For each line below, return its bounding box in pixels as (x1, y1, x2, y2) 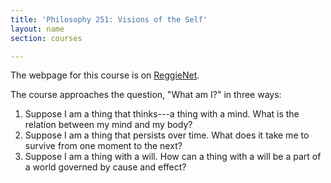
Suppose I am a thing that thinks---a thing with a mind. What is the (24, 108, 300, 120)
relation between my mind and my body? (24, 119, 193, 131)
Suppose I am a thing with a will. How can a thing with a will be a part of (24, 151, 322, 163)
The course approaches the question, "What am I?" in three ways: (10, 89, 282, 101)
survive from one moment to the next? (24, 140, 183, 152)
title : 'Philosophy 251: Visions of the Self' (10, 14, 208, 25)
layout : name (10, 24, 65, 34)
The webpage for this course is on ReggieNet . (10, 69, 200, 81)
